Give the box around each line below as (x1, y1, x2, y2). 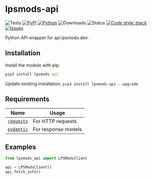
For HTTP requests (33, 118, 77, 125)
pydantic (7, 127, 28, 132)
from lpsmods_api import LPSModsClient (5, 156, 88, 161)
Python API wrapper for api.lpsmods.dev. (5, 35, 89, 41)
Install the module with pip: (5, 62, 60, 68)
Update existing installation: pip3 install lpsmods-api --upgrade (5, 81, 139, 87)
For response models (33, 126, 82, 133)
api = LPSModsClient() (5, 165, 52, 170)
